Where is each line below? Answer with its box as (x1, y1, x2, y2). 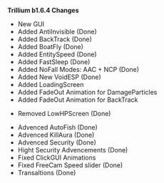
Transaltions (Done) (17, 169, 76, 177)
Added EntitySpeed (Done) (17, 50, 98, 58)
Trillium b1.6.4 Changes (7, 6, 80, 14)
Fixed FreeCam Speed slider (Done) (17, 161, 123, 169)
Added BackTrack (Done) (17, 35, 93, 43)
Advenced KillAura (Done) (17, 131, 95, 139)
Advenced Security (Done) (17, 138, 96, 147)
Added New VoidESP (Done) (17, 73, 101, 81)
